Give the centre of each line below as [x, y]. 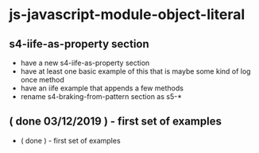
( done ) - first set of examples [71, 140]
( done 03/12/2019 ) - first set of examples [115, 122]
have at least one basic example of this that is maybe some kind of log [135, 71]
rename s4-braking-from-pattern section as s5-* [101, 96]
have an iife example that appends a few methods [102, 88]
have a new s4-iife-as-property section [85, 63]
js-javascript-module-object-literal [127, 15]
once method [42, 80]
